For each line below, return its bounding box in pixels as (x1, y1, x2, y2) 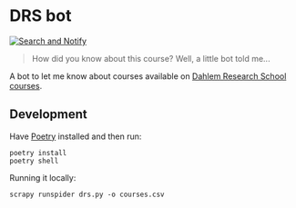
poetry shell (9, 156, 59, 165)
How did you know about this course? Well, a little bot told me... (31, 53, 270, 64)
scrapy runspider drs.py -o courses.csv (9, 190, 166, 199)
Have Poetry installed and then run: (9, 131, 142, 142)
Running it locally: (9, 172, 77, 183)
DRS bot (9, 5, 72, 26)
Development (9, 106, 88, 123)
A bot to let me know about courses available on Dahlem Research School (9, 70, 287, 82)
